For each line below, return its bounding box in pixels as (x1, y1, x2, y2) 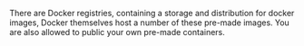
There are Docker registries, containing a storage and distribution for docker (9, 8, 295, 18)
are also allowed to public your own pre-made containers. (9, 27, 225, 37)
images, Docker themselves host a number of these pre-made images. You (9, 17, 290, 28)
